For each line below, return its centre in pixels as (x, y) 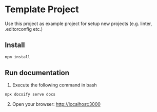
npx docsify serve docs (30, 95)
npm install (17, 57)
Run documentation (37, 73)
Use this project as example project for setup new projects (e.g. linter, (78, 24)
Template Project (42, 9)
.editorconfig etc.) (24, 29)
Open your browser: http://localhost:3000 (56, 104)
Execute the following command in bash (54, 85)
